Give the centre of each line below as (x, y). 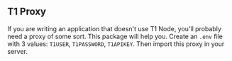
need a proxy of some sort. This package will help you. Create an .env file (115, 36)
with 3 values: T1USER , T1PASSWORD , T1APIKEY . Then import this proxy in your (116, 44)
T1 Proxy (27, 12)
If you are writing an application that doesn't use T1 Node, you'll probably (115, 28)
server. (18, 51)
